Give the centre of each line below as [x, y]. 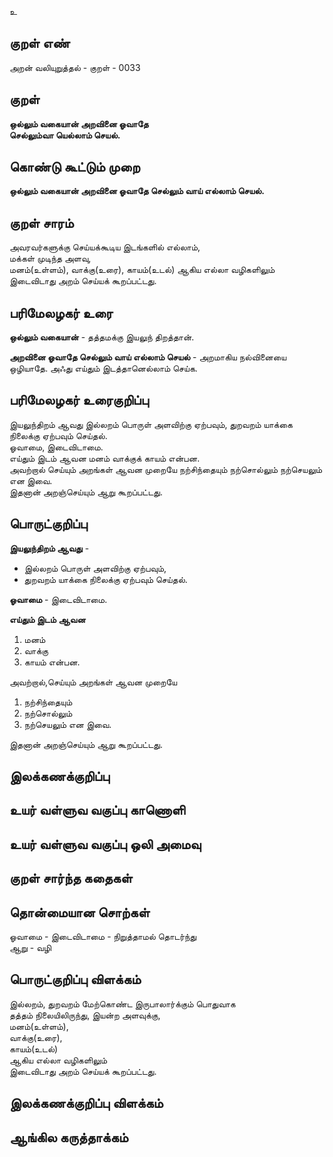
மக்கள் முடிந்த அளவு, [50, 258]
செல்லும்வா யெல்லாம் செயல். [65, 135]
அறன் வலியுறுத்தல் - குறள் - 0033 [75, 67]
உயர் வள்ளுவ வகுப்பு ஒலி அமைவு [105, 844]
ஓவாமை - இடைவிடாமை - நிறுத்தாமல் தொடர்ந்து [103, 937]
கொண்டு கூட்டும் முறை [75, 167]
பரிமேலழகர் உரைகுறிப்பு [79, 400]
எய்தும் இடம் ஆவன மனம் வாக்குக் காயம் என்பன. [105, 458]
